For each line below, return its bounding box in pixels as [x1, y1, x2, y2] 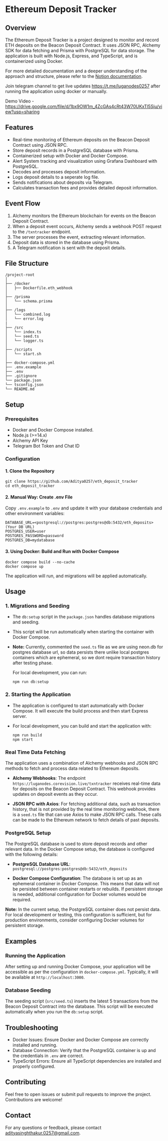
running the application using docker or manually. [5, 88, 108, 94]
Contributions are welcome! [5, 1096, 63, 1102]
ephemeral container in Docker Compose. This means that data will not [12, 881, 159, 887]
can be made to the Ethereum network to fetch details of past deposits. [12, 816, 160, 822]
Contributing [5, 1078, 46, 1086]
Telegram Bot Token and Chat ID [12, 443, 80, 449]
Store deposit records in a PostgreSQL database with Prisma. [12, 147, 139, 153]
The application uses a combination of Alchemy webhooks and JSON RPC [5, 760, 158, 766]
